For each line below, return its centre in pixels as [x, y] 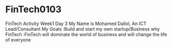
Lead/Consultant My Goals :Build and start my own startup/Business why [83, 29]
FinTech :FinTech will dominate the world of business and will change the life [86, 34]
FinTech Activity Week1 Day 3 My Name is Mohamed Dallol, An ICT [76, 23]
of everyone [18, 40]
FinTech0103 [33, 9]
